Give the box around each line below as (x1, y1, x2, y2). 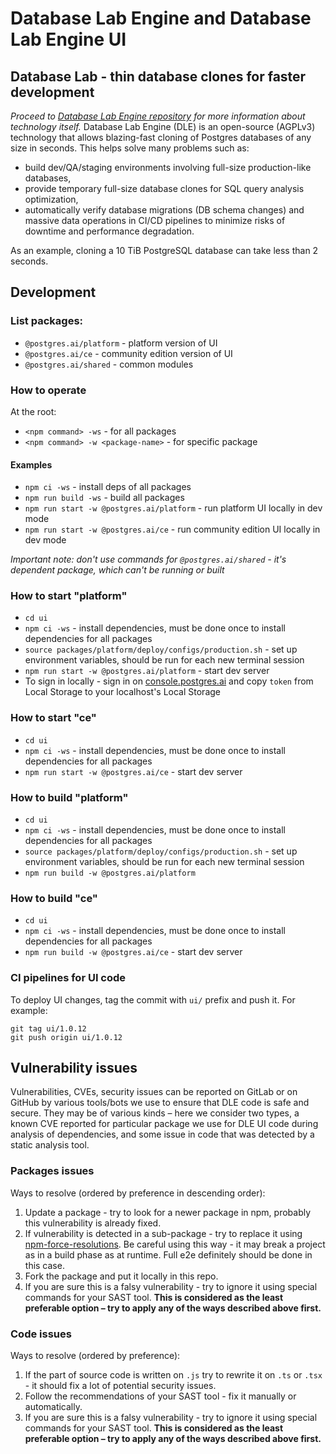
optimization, (24, 193, 79, 205)
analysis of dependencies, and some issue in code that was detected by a (10, 1128, 315, 1141)
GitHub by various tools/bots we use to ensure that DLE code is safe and (10, 1097, 310, 1109)
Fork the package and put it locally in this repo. (24, 1270, 219, 1282)
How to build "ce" (10, 892, 98, 905)
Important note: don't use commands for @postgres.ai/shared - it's (10, 553, 287, 566)
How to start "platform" (10, 589, 128, 603)
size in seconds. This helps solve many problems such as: (10, 142, 250, 154)
